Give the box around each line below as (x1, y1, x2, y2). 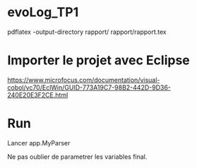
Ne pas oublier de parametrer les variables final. (7, 152, 148, 161)
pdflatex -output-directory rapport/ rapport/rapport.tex (7, 28, 167, 36)
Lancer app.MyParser (7, 138, 71, 147)
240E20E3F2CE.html (7, 90, 68, 99)
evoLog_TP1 (7, 4, 79, 20)
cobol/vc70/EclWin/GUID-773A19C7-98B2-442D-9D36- (7, 83, 172, 92)
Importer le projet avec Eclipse (7, 52, 190, 68)
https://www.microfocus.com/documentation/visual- (7, 76, 160, 84)
